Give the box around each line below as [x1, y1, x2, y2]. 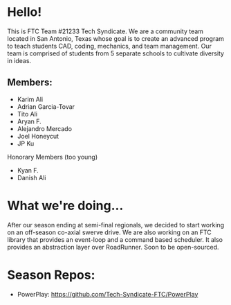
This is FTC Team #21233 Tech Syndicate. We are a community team [7, 27, 204, 35]
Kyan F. [17, 166, 39, 174]
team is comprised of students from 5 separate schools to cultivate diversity [7, 49, 225, 58]
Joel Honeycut [17, 132, 59, 140]
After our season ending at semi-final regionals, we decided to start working [7, 220, 225, 229]
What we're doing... [7, 198, 124, 214]
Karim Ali [17, 95, 44, 103]
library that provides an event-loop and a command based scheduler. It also [7, 235, 223, 243]
